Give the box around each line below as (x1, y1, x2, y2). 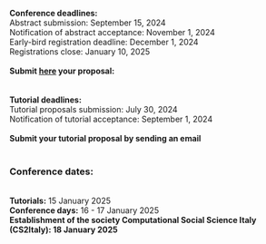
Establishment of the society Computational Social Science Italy (9, 215, 257, 226)
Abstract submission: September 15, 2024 (9, 17, 166, 28)
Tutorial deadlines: (9, 94, 82, 105)
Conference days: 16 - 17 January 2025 (9, 205, 160, 216)
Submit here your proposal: (9, 65, 115, 76)
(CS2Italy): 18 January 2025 (9, 224, 118, 235)
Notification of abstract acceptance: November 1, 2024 (9, 27, 216, 37)
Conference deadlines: (9, 8, 98, 18)
